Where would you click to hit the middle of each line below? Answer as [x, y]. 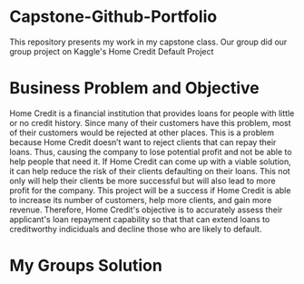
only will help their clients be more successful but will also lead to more [142, 181]
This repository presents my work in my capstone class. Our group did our [148, 42]
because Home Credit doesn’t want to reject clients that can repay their [143, 142]
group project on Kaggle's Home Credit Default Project [112, 51]
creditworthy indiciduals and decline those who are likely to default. [136, 229]
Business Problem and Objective [135, 88]
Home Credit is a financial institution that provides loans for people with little [152, 113]
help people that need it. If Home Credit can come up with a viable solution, [151, 162]
